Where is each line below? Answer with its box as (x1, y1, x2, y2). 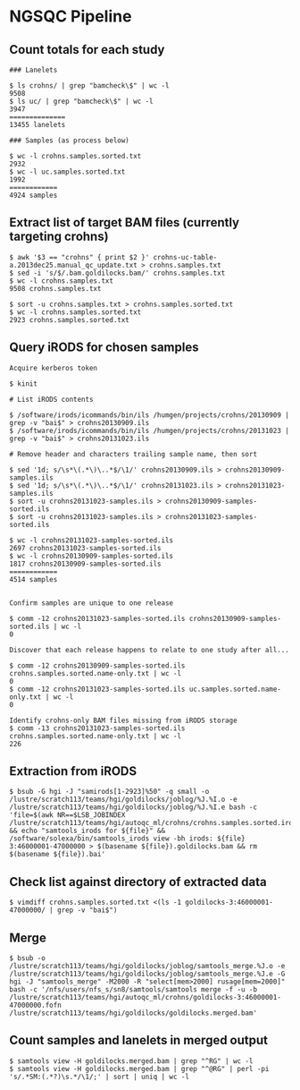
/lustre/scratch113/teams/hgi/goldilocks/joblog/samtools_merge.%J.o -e (9, 962, 286, 971)
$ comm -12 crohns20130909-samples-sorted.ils (9, 660, 186, 670)
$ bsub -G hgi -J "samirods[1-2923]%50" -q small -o (9, 788, 210, 796)
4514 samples (9, 575, 58, 583)
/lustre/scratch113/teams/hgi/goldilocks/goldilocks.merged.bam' (9, 1009, 257, 1018)
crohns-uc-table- (153, 252, 218, 261)
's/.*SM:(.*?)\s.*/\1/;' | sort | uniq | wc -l (9, 1072, 190, 1081)
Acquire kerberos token (9, 363, 98, 372)
